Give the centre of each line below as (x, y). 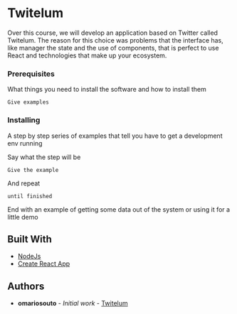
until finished (30, 196)
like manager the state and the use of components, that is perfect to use (113, 48)
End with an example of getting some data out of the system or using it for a (118, 209)
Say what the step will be (44, 157)
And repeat (24, 183)
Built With (30, 239)
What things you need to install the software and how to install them (107, 90)
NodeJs (29, 256)
